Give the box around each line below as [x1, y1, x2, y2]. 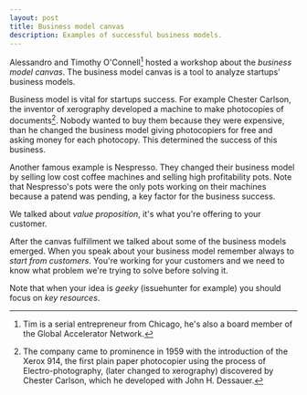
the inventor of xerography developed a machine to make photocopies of [9, 104, 285, 115]
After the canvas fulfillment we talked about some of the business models [9, 235, 287, 246]
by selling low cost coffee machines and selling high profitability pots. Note [9, 171, 292, 182]
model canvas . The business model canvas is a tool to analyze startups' [9, 67, 281, 78]
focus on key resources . [9, 292, 101, 303]
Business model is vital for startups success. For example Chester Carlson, [9, 94, 291, 105]
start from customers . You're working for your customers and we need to [9, 255, 285, 265]
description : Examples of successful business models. [9, 30, 223, 39]
